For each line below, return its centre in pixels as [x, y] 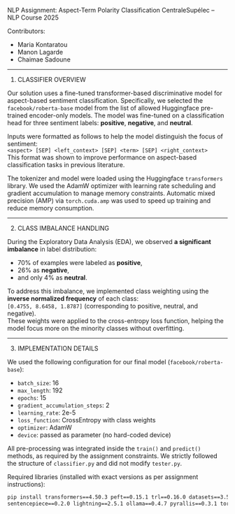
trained [17, 115]
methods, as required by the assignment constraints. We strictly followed [113, 456]
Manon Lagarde [40, 52]
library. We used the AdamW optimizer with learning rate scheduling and [112, 186]
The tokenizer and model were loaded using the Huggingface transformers [115, 178]
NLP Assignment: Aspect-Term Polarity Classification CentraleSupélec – [111, 10]
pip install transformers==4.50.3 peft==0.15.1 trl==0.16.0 [97, 497]
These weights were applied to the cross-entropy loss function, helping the [115, 321]
